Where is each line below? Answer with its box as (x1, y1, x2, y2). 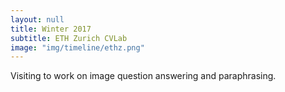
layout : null (10, 14, 65, 25)
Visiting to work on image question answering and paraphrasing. (10, 70, 277, 82)
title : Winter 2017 (10, 24, 92, 34)
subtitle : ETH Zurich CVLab (10, 33, 128, 43)
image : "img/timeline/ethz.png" (10, 42, 145, 53)
